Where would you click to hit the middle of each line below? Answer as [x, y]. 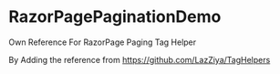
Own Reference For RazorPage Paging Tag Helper [103, 42]
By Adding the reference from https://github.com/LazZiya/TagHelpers [140, 59]
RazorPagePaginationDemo [115, 17]
